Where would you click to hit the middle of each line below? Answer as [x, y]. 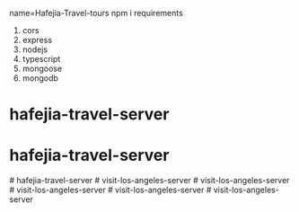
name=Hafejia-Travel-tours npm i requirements [97, 13]
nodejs [35, 49]
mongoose [42, 68]
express [37, 40]
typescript [41, 59]
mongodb [40, 78]
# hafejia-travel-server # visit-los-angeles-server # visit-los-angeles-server [149, 181]
